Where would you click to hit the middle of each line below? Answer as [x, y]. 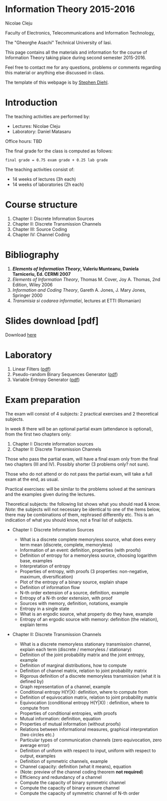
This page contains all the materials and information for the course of [76, 52]
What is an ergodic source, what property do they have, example [86, 614]
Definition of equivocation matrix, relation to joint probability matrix [88, 697]
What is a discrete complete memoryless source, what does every [88, 539]
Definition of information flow [50, 587]
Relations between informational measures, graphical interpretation [89, 729]
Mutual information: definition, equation [60, 718]
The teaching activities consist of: [40, 169]
